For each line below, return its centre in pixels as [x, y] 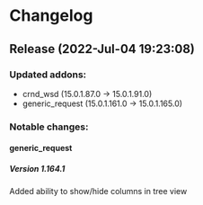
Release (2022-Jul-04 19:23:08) [102, 49]
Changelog [51, 16]
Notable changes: [49, 127]
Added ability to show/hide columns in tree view [98, 192]
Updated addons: [48, 75]
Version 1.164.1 [37, 168]
